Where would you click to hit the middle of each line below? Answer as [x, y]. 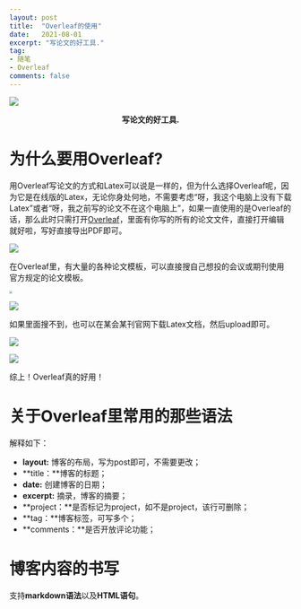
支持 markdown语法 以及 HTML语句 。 [77, 595]
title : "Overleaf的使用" [56, 26]
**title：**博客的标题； [64, 473]
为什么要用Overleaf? [86, 159]
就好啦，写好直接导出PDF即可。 [68, 231]
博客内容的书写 [64, 569]
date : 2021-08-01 [46, 34]
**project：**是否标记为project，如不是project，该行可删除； [136, 507]
